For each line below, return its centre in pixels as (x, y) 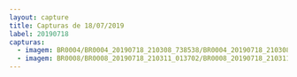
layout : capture (39, 17)
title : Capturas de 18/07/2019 (67, 26)
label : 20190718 (39, 34)
